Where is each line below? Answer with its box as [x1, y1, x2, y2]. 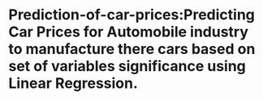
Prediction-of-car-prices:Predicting [8, 6, 256, 24]
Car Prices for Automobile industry [8, 23, 249, 41]
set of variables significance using [8, 57, 246, 76]
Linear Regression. [8, 74, 138, 93]
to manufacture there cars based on [8, 40, 256, 58]
